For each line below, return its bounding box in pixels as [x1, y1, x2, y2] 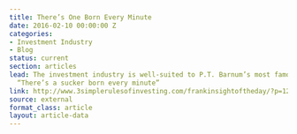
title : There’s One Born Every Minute [9, 12, 152, 22]
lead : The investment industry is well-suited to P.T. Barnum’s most [9, 71, 271, 79]
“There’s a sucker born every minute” [17, 78, 161, 87]
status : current [9, 54, 69, 63]
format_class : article [9, 103, 93, 112]
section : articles [9, 63, 77, 71]
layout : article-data [9, 111, 89, 120]
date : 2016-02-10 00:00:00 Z [9, 21, 117, 30]
